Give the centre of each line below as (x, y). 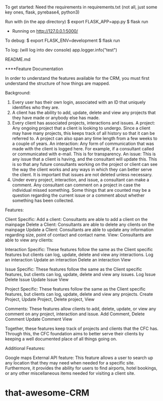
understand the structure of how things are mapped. (58, 83)
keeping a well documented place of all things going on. (61, 339)
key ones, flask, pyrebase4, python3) (42, 12)
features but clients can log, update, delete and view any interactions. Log (79, 255)
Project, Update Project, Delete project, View (50, 299)
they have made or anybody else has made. (56, 118)
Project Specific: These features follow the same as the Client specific (75, 289)
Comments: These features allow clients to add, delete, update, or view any (81, 309)
